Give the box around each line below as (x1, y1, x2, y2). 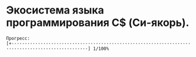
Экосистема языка (6, 4, 104, 17)
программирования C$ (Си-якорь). (6, 16, 190, 29)
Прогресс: (6, 35, 31, 41)
